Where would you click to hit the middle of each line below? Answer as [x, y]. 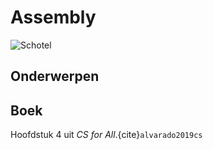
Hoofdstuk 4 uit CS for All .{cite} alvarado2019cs [106, 135]
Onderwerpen [55, 76]
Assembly [53, 17]
